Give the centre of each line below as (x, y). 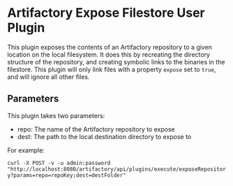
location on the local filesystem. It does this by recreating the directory (109, 55)
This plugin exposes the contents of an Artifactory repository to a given (110, 47)
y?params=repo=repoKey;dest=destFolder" (67, 175)
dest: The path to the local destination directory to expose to (104, 136)
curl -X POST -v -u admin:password (59, 163)
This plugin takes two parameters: (56, 115)
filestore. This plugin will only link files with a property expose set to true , (112, 69)
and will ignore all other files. (48, 77)
